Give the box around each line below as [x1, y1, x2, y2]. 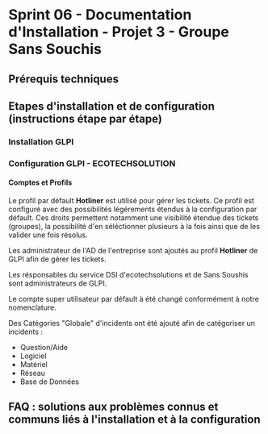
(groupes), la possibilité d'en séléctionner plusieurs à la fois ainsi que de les [8, 222, 261, 232]
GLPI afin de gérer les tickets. [8, 254, 107, 264]
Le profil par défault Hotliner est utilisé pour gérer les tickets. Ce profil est [8, 196, 254, 206]
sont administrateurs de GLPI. [8, 278, 107, 288]
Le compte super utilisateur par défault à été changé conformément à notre [8, 294, 260, 304]
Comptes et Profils [8, 177, 73, 187]
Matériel [19, 360, 48, 369]
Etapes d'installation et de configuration [8, 99, 216, 113]
